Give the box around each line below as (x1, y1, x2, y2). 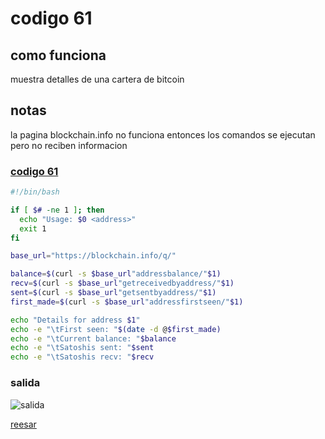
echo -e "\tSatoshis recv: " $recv (10, 352, 155, 362)
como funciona (10, 47, 107, 64)
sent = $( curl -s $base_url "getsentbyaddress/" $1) (10, 288, 217, 298)
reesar (10, 418, 37, 430)
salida (10, 376, 41, 390)
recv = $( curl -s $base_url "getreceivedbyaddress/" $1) (10, 278, 235, 289)
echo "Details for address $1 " (10, 315, 141, 325)
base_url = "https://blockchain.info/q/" (10, 251, 177, 261)
